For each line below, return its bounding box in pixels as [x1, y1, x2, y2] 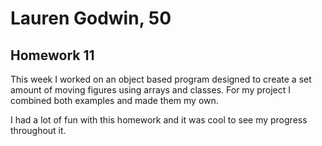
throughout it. [10, 125, 67, 136]
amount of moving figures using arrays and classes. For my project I [10, 84, 292, 96]
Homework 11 [10, 47, 95, 64]
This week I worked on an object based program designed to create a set [10, 73, 312, 85]
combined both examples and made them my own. [10, 95, 219, 106]
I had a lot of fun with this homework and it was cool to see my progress [10, 114, 308, 126]
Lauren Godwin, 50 [10, 7, 172, 30]
